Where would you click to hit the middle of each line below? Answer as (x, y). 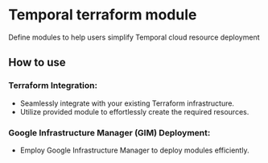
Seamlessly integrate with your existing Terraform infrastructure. (127, 103)
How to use (37, 63)
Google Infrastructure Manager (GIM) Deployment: (109, 132)
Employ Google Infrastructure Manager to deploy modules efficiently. (134, 150)
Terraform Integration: (53, 86)
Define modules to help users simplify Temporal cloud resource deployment (134, 37)
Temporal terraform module (103, 15)
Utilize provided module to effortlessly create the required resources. (134, 111)
